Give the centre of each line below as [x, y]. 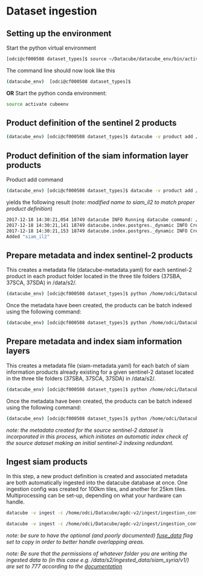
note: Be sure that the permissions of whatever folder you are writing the [97, 554]
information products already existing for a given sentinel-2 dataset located [100, 372]
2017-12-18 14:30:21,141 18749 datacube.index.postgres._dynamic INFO [97, 225]
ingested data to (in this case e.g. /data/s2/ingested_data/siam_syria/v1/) [98, 560]
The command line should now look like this [61, 70]
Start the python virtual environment [51, 48]
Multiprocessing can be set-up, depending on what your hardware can [94, 496]
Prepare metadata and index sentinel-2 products [100, 255]
